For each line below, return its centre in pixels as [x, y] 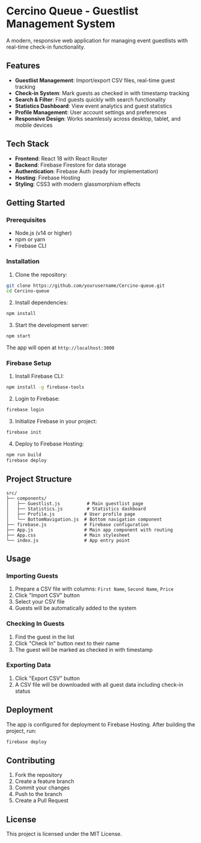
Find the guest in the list [45, 637]
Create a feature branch [44, 781]
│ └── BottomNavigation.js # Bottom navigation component [84, 519]
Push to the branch [38, 794]
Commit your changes [42, 788]
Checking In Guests [35, 624]
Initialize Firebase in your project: [56, 421]
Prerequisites [26, 219]
